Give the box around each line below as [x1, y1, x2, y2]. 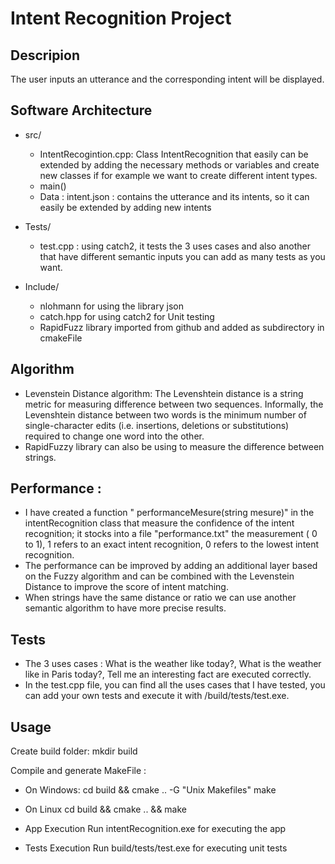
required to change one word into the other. [24, 430, 205, 442]
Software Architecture [10, 102, 153, 119]
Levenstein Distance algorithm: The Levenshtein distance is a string [24, 387, 304, 399]
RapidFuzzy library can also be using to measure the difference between [24, 440, 325, 452]
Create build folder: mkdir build [10, 745, 138, 757]
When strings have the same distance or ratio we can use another [24, 592, 297, 604]
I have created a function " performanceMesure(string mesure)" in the [24, 507, 315, 519]
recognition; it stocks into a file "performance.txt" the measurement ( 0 [24, 528, 318, 540]
